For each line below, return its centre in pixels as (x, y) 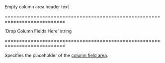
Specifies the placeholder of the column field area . (56, 55)
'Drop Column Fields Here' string (38, 31)
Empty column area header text (37, 7)
